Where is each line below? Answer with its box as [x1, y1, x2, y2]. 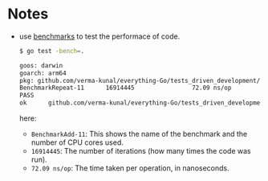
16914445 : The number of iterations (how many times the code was [30, 146, 251, 156]
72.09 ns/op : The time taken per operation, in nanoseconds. [30, 163, 229, 173]
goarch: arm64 [18, 69, 67, 77]
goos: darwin [18, 61, 63, 69]
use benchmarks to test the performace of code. [18, 31, 181, 41]
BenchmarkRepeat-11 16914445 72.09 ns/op [18, 84, 232, 93]
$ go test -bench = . [18, 47, 85, 55]
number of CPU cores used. [30, 138, 124, 147]
